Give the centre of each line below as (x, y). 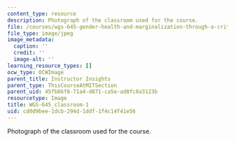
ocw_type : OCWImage (36, 72)
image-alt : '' (34, 59)
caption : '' (31, 46)
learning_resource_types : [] (50, 66)
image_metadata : (31, 40)
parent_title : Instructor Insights (59, 79)
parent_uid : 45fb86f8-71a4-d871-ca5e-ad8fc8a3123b (83, 92)
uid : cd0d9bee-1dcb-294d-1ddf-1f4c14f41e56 (72, 111)
